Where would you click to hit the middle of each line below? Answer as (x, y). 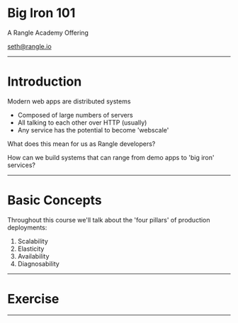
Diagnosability (39, 263)
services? (22, 165)
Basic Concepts (55, 200)
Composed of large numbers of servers (75, 115)
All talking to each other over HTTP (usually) (82, 123)
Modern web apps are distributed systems (69, 101)
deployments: (27, 227)
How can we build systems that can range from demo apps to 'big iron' (111, 157)
